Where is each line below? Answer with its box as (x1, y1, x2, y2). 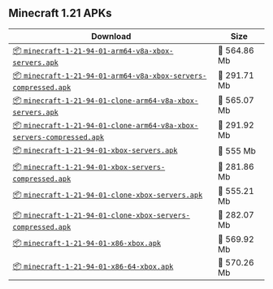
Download (90, 30, 132, 41)
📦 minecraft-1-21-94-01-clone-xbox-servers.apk (12, 189, 203, 201)
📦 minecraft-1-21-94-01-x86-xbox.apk (12, 237, 161, 248)
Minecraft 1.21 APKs (8, 6, 112, 20)
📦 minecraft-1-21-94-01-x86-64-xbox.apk (12, 261, 174, 272)
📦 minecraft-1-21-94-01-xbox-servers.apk (12, 144, 178, 155)
